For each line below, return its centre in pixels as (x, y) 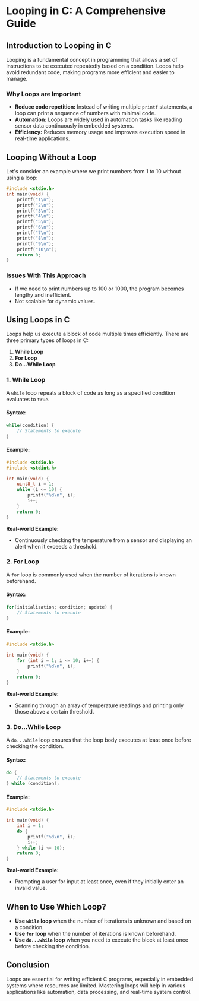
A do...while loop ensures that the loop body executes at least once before (99, 740)
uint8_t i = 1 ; (36, 484)
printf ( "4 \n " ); (36, 216)
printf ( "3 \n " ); (36, 211)
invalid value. (31, 888)
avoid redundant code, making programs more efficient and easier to (90, 72)
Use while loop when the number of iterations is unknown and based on (103, 921)
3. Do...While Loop (34, 727)
